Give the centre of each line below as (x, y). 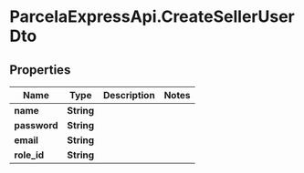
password (36, 125)
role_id (29, 155)
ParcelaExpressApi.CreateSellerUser (152, 17)
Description (129, 95)
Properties (40, 70)
